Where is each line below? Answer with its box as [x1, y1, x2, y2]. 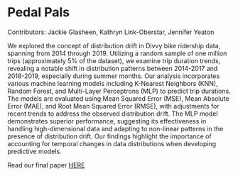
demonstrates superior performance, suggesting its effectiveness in [7, 116, 207, 125]
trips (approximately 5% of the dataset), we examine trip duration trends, [7, 56, 221, 65]
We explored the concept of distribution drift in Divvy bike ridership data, [7, 41, 221, 50]
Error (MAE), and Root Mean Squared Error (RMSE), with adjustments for [7, 101, 220, 110]
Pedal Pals [7, 4, 70, 21]
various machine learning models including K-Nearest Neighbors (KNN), [7, 79, 218, 87]
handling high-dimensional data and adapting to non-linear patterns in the [7, 124, 224, 133]
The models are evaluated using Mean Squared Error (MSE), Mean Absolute [7, 94, 229, 103]
